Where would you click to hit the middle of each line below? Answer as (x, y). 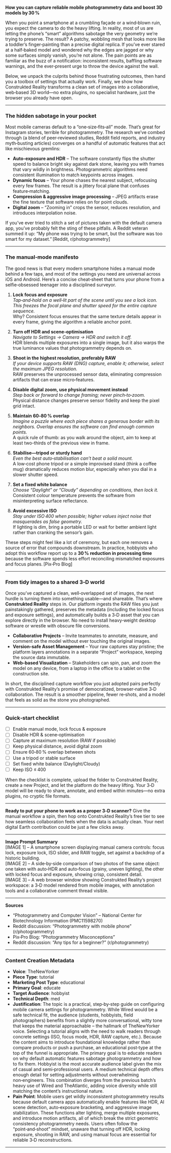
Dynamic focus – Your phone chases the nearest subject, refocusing (85, 180)
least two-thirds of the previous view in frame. (61, 443)
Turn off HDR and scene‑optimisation (53, 331)
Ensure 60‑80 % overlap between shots (54, 752)
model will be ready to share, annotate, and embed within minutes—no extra (85, 790)
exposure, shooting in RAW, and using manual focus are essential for (84, 1134)
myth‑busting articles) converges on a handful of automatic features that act (85, 143)
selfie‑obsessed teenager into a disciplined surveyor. (61, 285)
